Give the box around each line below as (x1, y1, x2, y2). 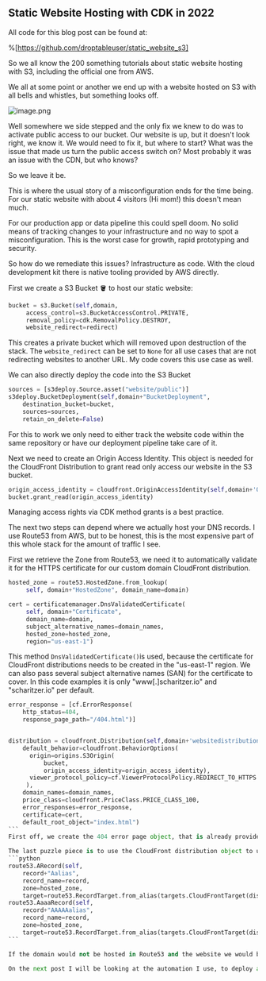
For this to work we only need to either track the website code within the (8, 429, 245, 439)
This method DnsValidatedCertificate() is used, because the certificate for (8, 651, 253, 662)
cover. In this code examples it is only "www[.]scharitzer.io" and (8, 677, 218, 686)
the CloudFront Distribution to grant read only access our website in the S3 (8, 462, 253, 471)
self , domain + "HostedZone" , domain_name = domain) (25, 586, 190, 594)
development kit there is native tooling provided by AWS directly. (8, 267, 219, 276)
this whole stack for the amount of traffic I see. (8, 539, 161, 549)
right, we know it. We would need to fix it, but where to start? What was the (8, 138, 253, 148)
